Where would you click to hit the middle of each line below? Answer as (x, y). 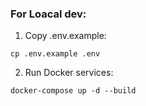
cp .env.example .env (55, 54)
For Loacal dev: (48, 14)
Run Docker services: (69, 73)
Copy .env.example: (65, 36)
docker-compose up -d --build (73, 91)
